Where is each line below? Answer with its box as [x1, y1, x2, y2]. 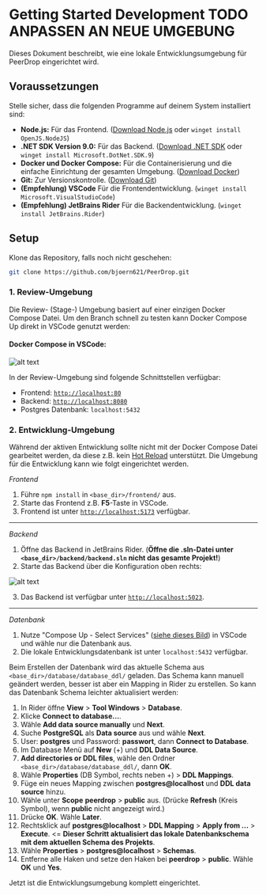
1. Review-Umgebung [9, 286, 93, 298]
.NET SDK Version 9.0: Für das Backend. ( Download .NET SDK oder [20, 141, 243, 151]
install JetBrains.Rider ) [20, 208, 105, 218]
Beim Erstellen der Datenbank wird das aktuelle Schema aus [9, 662, 204, 672]
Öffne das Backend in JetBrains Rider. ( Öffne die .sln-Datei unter [20, 544, 234, 555]
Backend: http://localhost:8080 [20, 396, 128, 405]
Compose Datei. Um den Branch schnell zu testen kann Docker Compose [9, 313, 247, 322]
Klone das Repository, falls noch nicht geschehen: [9, 252, 172, 262]
